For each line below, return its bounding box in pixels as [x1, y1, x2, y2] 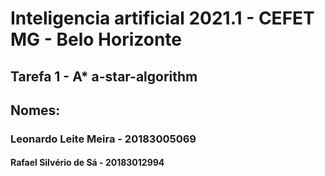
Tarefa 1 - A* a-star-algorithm [10, 68, 198, 85]
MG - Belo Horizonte [10, 28, 182, 51]
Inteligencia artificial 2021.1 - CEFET [10, 7, 315, 30]
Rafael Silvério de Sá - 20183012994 [10, 157, 165, 169]
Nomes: [10, 102, 61, 119]
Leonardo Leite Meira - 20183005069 [10, 132, 197, 146]
